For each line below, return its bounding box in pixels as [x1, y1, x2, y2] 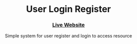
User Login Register [26, 4, 111, 15]
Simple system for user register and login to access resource [5, 33, 132, 39]
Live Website [52, 21, 85, 28]
